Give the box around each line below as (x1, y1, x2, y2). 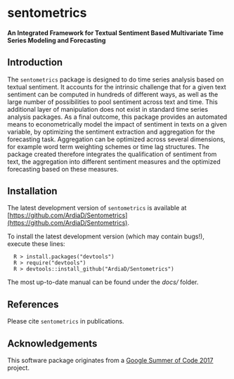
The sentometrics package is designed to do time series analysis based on (7, 75, 224, 84)
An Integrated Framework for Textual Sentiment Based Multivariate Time (7, 28, 223, 37)
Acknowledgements (7, 338, 98, 349)
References (7, 298, 59, 310)
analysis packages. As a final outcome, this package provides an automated (7, 113, 228, 121)
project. (7, 364, 30, 372)
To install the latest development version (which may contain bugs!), (7, 232, 205, 240)
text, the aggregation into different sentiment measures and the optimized (7, 157, 221, 166)
